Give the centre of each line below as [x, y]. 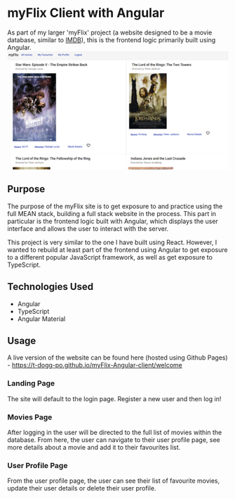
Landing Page [31, 384]
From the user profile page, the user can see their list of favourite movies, [113, 481]
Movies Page [30, 417]
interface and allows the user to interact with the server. [88, 228]
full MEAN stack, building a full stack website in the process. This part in [112, 213]
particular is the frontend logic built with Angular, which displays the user [113, 221]
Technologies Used [50, 287]
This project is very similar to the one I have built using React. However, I [112, 242]
